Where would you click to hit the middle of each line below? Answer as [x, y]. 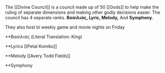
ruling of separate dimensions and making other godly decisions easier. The [82, 12]
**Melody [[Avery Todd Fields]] [38, 56]
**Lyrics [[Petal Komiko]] [31, 46]
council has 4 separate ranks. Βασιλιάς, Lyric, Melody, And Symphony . [79, 18]
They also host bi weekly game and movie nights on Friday [65, 27]
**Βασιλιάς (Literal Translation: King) [44, 37]
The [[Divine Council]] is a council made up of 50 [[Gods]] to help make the [82, 7]
